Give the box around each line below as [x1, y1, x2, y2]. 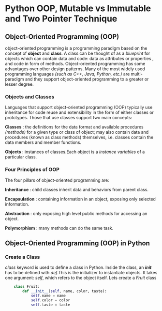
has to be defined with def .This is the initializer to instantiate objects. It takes [5, 270, 158, 276]
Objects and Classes [5, 93, 55, 100]
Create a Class [5, 253, 40, 260]
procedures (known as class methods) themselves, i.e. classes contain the [5, 134, 154, 140]
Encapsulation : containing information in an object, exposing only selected [5, 196, 156, 202]
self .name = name [30, 294, 66, 298]
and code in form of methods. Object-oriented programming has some [5, 61, 146, 66]
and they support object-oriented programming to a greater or [25, 76, 149, 82]
